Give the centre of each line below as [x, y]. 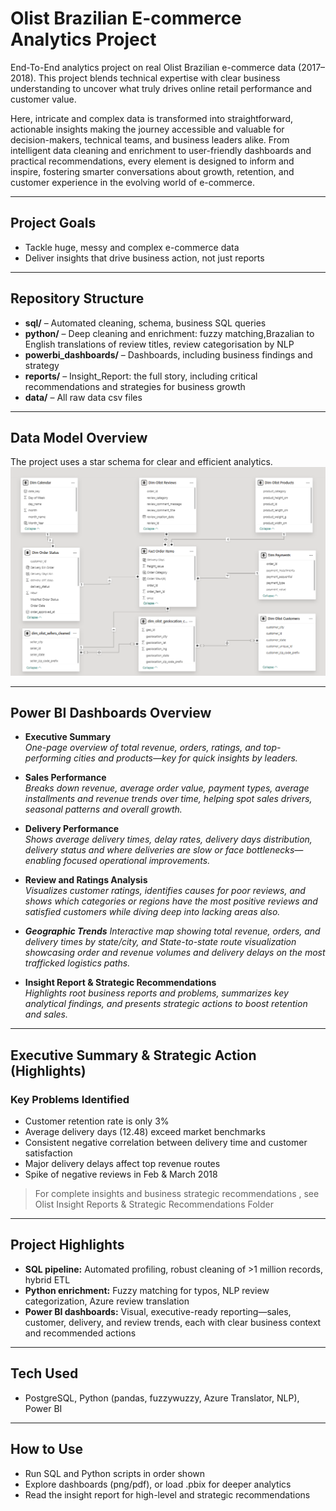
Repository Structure [77, 298]
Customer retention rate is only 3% [97, 1121]
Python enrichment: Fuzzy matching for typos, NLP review [147, 1290]
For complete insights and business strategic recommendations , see [177, 1194]
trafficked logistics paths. [77, 963]
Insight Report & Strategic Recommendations [120, 983]
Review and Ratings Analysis [86, 880]
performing [48, 758]
